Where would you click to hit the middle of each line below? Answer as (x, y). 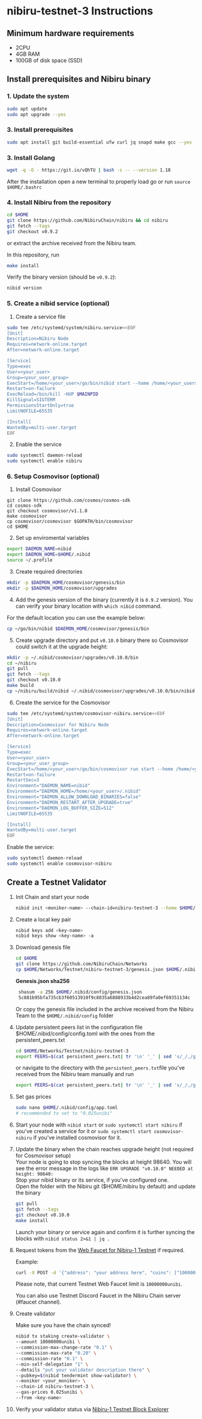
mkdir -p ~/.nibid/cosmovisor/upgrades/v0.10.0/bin (73, 658)
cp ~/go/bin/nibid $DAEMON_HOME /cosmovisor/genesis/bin (78, 629)
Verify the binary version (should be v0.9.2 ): (61, 277)
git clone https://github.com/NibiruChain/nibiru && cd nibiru (88, 220)
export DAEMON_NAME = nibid (39, 549)
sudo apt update (27, 109)
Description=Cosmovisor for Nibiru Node (58, 725)
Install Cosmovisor (38, 489)
